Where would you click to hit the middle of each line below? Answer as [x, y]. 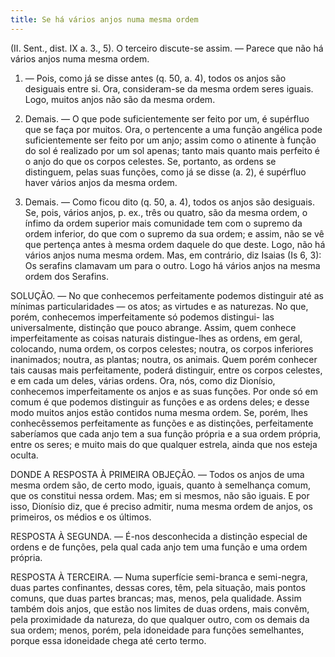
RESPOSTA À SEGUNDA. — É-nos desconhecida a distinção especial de [159, 536]
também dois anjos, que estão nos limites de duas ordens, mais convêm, [160, 608]
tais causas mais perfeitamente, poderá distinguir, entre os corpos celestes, [166, 370]
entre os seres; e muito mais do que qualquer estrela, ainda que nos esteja [164, 444]
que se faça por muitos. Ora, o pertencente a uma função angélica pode [173, 129]
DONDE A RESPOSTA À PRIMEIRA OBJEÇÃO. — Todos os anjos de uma [157, 474]
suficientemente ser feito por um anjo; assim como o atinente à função [170, 140]
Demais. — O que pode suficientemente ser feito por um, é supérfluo [167, 118]
